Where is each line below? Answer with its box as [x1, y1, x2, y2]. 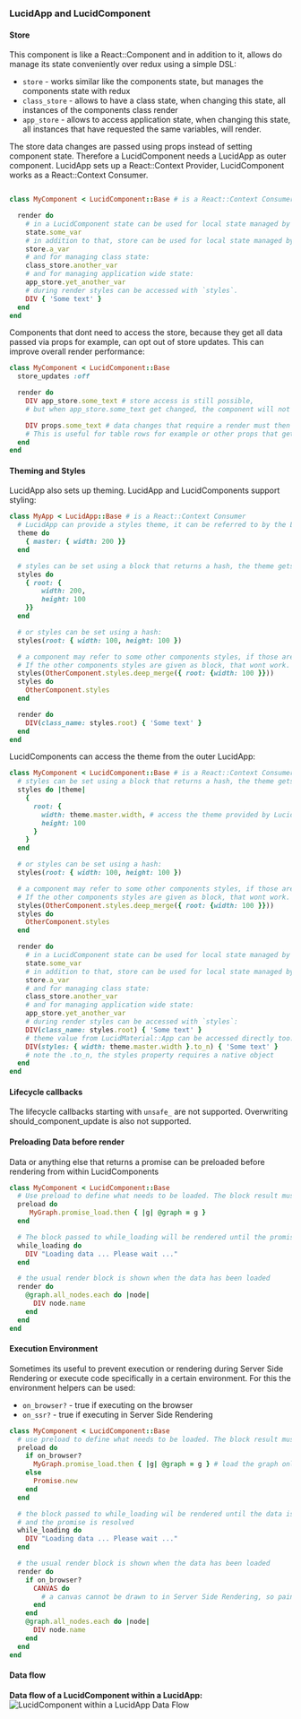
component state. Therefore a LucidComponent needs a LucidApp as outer [9, 151, 287, 161]
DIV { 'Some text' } [25, 294, 102, 303]
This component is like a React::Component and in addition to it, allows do [9, 49, 282, 60]
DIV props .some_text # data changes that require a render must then [25, 420, 291, 430]
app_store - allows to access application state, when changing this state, [21, 115, 291, 125]
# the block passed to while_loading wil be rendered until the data [17, 1509, 282, 1518]
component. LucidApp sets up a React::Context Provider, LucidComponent [9, 160, 285, 171]
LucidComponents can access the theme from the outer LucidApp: [9, 751, 256, 762]
